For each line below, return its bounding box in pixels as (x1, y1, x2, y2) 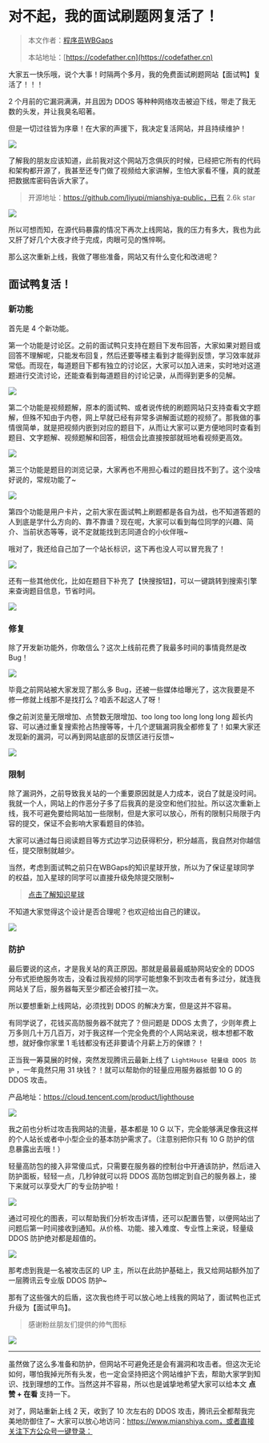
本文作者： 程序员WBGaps (27, 35, 114, 45)
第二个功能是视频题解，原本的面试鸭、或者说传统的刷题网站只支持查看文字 (8, 402, 254, 412)
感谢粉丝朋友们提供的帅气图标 (27, 1320, 126, 1329)
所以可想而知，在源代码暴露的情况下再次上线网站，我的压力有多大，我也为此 (8, 224, 261, 234)
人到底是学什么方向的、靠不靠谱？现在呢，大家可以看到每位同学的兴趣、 (8, 516, 247, 526)
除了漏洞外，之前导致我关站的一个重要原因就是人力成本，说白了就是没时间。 (8, 789, 261, 798)
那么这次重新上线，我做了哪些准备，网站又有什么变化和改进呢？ (8, 252, 219, 261)
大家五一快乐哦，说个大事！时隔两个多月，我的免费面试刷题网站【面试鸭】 (8, 69, 254, 79)
